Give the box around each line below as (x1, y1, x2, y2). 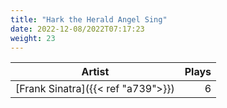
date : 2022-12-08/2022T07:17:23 (10, 24, 145, 34)
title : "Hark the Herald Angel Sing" (10, 14, 168, 25)
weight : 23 (10, 33, 56, 43)
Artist (81, 65, 110, 79)
